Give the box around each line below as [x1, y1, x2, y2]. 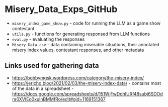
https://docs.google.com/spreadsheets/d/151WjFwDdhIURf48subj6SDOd [12, 90, 163, 96]
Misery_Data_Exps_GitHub [5, 4, 118, 15]
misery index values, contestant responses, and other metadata [12, 47, 144, 53]
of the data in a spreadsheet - [12, 85, 74, 91]
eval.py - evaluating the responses [12, 36, 85, 42]
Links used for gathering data [5, 61, 99, 70]
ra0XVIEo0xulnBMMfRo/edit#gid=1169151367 [12, 96, 106, 102]
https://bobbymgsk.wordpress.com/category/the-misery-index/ [12, 74, 144, 81]
